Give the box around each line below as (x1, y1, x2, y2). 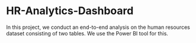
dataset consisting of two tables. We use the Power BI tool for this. (6, 29, 169, 37)
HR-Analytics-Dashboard (6, 4, 134, 18)
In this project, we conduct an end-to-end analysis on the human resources (6, 24, 191, 31)
